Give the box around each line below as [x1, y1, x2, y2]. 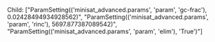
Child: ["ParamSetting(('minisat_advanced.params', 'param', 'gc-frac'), [7, 6, 207, 14]
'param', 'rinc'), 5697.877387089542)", [7, 20, 117, 28]
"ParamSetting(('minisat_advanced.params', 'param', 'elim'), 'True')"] [7, 27, 203, 35]
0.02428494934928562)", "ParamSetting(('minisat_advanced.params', [7, 13, 209, 21]
